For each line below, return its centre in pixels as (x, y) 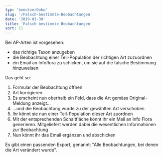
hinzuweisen (25, 68)
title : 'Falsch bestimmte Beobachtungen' (49, 24)
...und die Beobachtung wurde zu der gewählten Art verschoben (78, 109)
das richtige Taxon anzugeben (43, 52)
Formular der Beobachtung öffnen (47, 87)
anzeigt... (41, 103)
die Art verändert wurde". (31, 150)
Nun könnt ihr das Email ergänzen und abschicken (64, 135)
